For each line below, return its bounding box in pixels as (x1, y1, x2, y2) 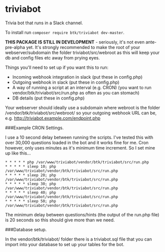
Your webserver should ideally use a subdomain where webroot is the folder (5, 104, 161, 110)
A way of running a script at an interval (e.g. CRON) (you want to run (12, 84, 152, 90)
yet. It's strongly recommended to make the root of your (26, 44, 140, 50)
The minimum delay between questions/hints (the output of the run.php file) (5, 211, 160, 217)
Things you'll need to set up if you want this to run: (5, 64, 109, 70)
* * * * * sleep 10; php (5, 164, 56, 169)
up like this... (5, 150, 31, 156)
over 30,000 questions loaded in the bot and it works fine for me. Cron (5, 140, 149, 146)
